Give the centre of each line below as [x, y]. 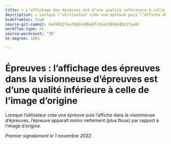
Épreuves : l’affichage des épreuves [83, 68]
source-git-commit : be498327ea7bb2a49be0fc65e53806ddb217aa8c [73, 24]
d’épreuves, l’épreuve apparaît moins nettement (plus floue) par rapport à [82, 120]
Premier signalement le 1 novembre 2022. [49, 135]
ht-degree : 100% [22, 39]
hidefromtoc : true [25, 19]
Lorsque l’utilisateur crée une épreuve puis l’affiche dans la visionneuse [80, 115]
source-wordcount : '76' [31, 34]
